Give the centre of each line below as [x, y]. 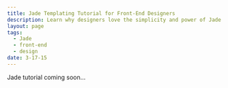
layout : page [26, 26]
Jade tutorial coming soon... [46, 77]
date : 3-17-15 [27, 58]
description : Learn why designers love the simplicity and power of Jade [114, 20]
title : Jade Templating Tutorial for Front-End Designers [91, 13]
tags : [15, 32]
